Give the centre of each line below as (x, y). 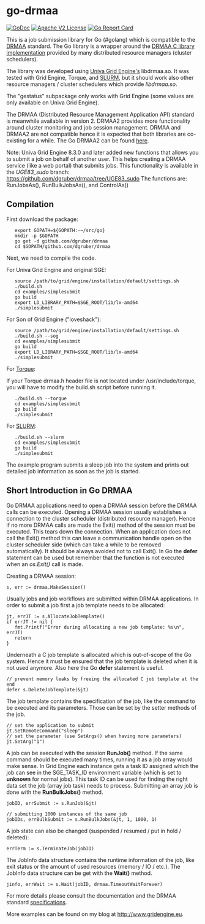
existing (16, 140)
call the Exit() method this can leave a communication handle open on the (99, 538)
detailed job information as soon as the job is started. (73, 471)
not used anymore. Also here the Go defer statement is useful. (85, 667)
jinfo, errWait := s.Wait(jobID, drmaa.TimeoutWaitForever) (85, 884)
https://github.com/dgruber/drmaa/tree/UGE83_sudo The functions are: (97, 178)
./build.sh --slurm (39, 437)
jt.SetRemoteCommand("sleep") (45, 731)
